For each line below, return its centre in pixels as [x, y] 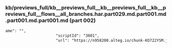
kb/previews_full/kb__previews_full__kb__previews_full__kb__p [86, 8]
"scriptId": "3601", [78, 36]
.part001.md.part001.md [37, 20]
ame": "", [16, 31]
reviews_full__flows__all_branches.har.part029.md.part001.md [86, 14]
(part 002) [83, 20]
